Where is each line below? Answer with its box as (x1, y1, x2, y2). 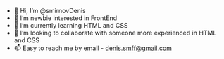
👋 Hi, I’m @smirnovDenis (13, 7, 86, 15)
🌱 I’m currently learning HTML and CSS (13, 22, 128, 29)
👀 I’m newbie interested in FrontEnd (13, 14, 118, 22)
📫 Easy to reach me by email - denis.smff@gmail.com (13, 44, 173, 52)
